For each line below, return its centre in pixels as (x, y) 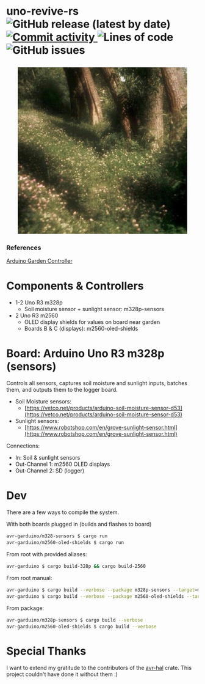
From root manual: (29, 578)
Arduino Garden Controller (39, 261)
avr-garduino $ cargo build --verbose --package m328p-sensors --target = (102, 590)
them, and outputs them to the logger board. (62, 390)
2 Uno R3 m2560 (37, 315)
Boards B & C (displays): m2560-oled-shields (81, 329)
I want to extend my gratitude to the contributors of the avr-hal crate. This (99, 668)
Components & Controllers (75, 286)
